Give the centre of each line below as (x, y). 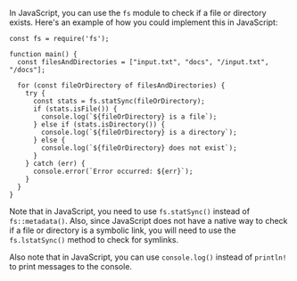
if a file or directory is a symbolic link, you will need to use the (123, 230)
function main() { (43, 54)
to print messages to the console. (70, 266)
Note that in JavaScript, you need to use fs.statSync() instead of (130, 211)
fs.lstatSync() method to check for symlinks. (94, 240)
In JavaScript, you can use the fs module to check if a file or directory (138, 13)
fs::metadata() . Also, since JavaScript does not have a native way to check (148, 221)
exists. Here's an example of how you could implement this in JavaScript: (144, 22)
